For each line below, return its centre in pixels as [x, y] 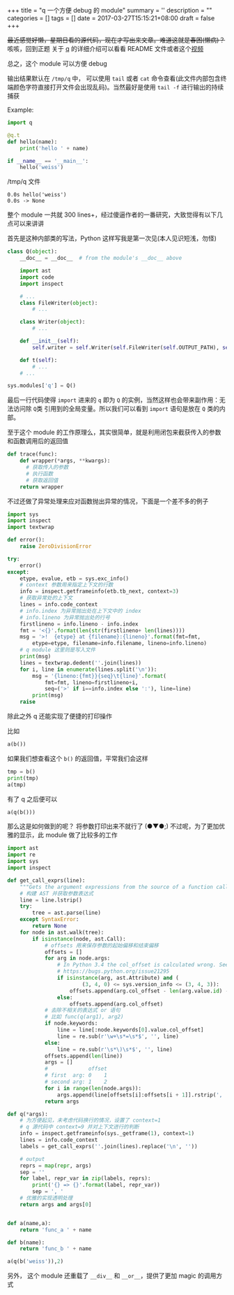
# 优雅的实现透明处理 [46, 1198]
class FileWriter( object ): [59, 303]
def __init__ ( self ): [49, 341]
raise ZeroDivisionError [56, 547]
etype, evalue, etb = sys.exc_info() [75, 579]
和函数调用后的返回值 [38, 441]
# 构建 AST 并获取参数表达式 [57, 893]
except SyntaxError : [49, 920]
